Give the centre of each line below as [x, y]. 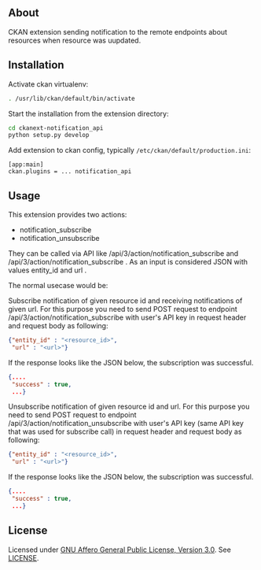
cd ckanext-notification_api [56, 128]
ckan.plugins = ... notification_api [70, 172]
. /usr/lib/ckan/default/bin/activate [72, 98]
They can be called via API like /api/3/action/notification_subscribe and [123, 254]
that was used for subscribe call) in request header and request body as [125, 431]
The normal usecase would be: [58, 286]
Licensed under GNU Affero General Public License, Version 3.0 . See [120, 550]
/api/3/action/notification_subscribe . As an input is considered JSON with [128, 262]
